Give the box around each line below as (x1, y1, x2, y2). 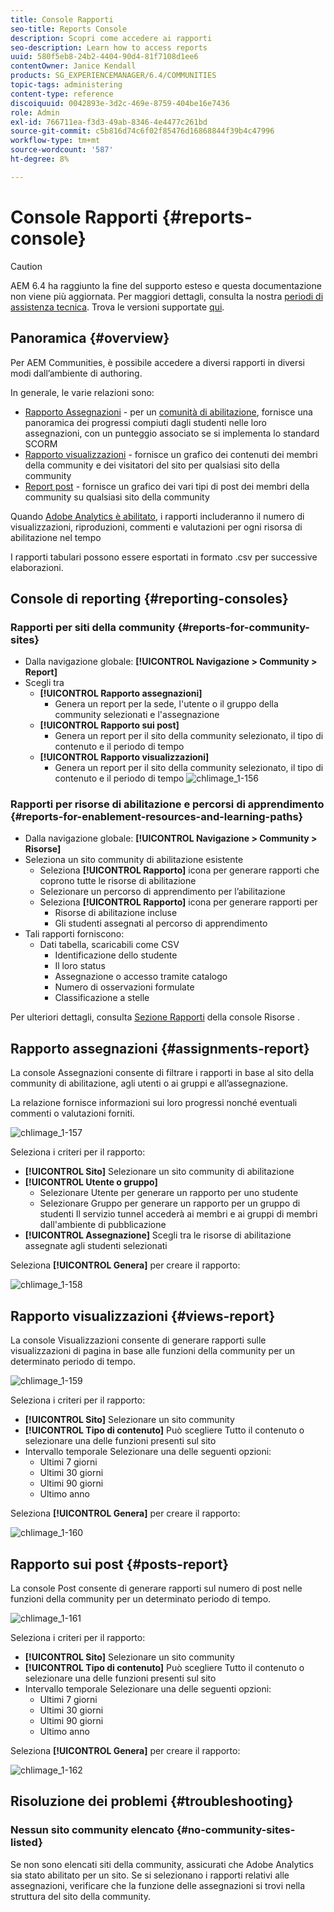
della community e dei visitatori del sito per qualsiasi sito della (24, 459, 280, 471)
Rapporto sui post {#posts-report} (10, 1556, 230, 1573)
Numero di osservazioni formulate (54, 981, 195, 993)
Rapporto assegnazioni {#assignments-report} (10, 1040, 310, 1057)
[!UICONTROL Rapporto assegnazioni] (39, 687, 203, 700)
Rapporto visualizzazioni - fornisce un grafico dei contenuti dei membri (24, 448, 318, 460)
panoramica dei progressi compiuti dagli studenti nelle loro (24, 416, 267, 428)
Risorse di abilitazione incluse (54, 907, 178, 919)
